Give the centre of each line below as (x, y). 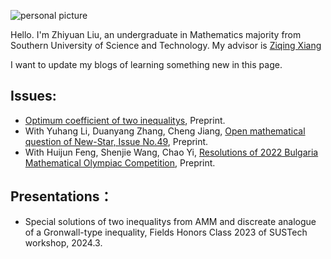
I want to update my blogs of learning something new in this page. (146, 64)
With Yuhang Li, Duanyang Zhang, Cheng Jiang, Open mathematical (165, 131)
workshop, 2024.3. (63, 242)
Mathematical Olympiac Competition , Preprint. (120, 162)
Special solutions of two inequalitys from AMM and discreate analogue (170, 221)
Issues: (33, 96)
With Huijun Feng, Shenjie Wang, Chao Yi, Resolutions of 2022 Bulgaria (171, 152)
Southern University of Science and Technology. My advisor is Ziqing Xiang (166, 45)
